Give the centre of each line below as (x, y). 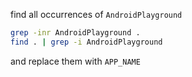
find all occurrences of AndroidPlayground (96, 14)
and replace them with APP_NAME (75, 61)
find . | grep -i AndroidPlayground (86, 42)
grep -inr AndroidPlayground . (75, 33)
